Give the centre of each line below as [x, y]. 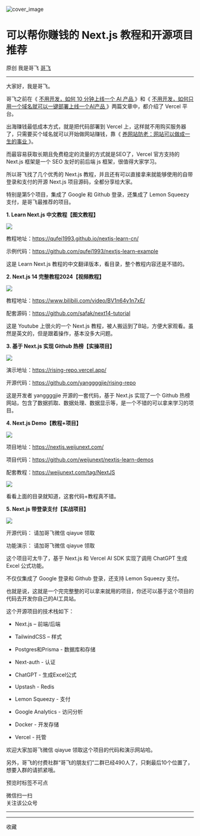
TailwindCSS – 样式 [38, 636]
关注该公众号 [22, 803]
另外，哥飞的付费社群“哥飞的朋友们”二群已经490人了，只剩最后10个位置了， [100, 762]
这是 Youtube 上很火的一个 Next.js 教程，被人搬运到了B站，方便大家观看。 [97, 326]
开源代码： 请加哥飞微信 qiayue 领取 [51, 532]
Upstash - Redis [35, 687]
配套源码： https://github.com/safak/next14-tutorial [68, 313]
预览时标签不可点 [27, 782]
